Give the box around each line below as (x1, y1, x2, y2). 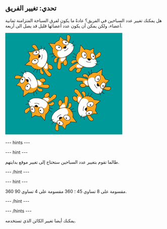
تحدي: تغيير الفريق (5, 4, 57, 13)
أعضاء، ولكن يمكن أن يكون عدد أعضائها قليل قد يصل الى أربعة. (5, 23, 123, 29)
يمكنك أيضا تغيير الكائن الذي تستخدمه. (5, 217, 76, 223)
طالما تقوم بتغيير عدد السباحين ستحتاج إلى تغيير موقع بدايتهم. (5, 159, 120, 165)
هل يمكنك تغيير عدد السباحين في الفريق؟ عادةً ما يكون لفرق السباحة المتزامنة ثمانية (5, 17, 162, 23)
